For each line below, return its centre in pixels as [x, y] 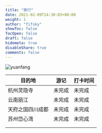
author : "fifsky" [24, 24]
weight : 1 [16, 19]
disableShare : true [26, 48]
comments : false [22, 52]
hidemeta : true [21, 43]
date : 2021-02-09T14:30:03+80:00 [41, 15]
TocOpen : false [21, 34]
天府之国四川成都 [28, 109]
